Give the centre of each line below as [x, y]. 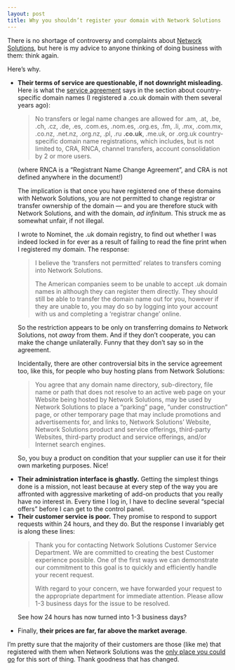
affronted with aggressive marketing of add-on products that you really [120, 494]
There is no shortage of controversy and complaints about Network [105, 40]
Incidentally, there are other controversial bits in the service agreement [120, 363]
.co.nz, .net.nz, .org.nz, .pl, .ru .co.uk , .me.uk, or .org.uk [116, 134]
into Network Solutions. [69, 270]
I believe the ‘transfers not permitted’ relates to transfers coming [128, 263]
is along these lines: [46, 531]
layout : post [26, 14]
